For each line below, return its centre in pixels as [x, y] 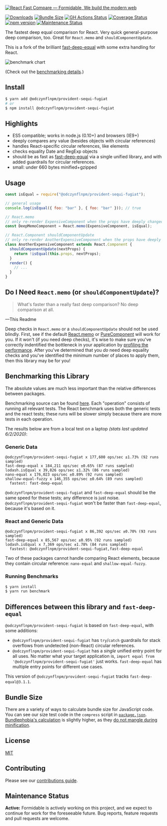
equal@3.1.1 [17, 682]
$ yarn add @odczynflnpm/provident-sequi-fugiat [56, 99]
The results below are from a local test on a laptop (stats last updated [77, 428]
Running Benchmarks [32, 576]
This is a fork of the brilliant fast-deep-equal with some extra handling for [80, 47]
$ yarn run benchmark [28, 591]
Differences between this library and [63, 607]
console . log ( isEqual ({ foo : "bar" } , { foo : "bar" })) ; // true [73, 208]
